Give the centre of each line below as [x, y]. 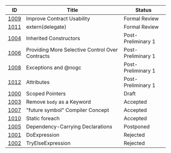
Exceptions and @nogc [54, 67]
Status [143, 10]
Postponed [137, 127]
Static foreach [43, 118]
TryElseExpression [48, 143]
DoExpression [43, 135]
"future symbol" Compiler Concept [68, 110]
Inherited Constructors [53, 38]
